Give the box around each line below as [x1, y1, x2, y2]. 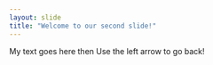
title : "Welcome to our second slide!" [9, 21, 157, 30]
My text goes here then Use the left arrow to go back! [9, 45, 206, 56]
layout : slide [9, 12, 62, 22]
